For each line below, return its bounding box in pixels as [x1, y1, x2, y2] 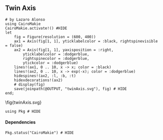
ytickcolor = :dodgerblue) [23, 60, 79, 65]
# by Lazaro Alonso [5, 17, 45, 22]
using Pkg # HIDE [5, 109, 41, 114]
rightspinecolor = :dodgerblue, [23, 56, 90, 61]
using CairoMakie [5, 21, 41, 26]
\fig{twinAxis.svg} [5, 99, 42, 105]
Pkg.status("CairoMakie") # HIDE [5, 131, 74, 136]
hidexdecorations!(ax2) [14, 78, 63, 83]
